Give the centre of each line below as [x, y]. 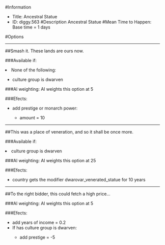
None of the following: [34, 70]
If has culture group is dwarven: [44, 228]
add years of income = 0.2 [39, 222]
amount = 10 [32, 118]
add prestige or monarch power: [45, 108]
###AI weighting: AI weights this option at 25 [51, 160]
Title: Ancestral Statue [35, 17]
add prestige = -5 [37, 237]
